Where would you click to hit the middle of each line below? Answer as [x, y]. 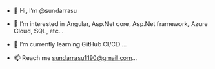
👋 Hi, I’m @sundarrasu [45, 11]
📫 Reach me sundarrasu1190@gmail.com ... [75, 58]
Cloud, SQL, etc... [39, 31]
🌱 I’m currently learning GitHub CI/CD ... [70, 44]
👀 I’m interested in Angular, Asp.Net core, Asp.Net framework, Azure [111, 24]
